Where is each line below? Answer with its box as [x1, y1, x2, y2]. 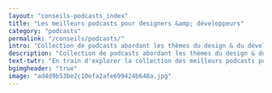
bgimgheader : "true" [8, 65, 79, 73]
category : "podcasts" [8, 27, 82, 35]
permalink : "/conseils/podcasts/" [8, 34, 125, 43]
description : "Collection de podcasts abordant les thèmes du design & [8, 49, 255, 57]
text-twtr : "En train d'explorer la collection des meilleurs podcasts [8, 57, 255, 66]
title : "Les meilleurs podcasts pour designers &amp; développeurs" [8, 19, 244, 27]
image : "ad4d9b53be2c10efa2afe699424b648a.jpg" [8, 72, 172, 80]
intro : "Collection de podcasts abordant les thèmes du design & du [8, 42, 244, 50]
